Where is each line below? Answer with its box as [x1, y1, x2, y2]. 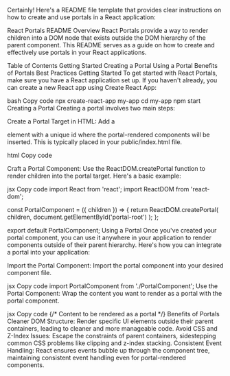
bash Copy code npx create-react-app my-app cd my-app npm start [7, 97, 201, 105]
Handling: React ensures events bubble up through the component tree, [7, 346, 210, 354]
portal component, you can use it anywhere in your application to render [7, 233, 211, 242]
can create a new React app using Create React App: [7, 84, 157, 91]
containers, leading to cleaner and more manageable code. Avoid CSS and [7, 325, 218, 332]
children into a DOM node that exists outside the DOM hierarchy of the [7, 34, 206, 42]
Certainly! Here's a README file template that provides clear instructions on [7, 6, 222, 14]
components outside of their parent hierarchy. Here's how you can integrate [7, 241, 222, 249]
